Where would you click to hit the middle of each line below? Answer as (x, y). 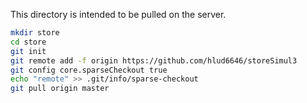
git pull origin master (60, 89)
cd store (28, 42)
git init (28, 51)
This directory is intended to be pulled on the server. (118, 14)
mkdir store (35, 33)
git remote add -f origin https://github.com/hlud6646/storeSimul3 (154, 60)
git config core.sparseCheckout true (89, 70)
